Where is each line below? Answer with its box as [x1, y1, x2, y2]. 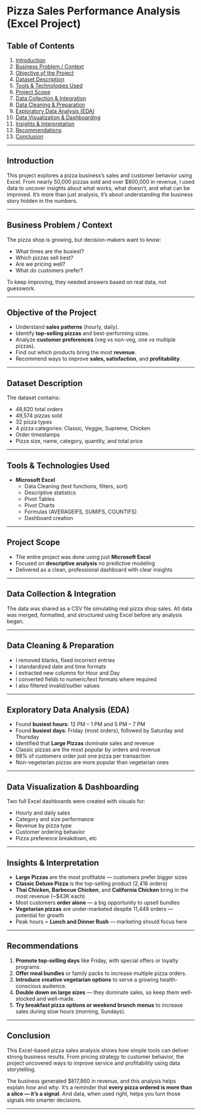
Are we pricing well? [15, 260, 66, 268]
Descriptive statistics [24, 489, 76, 496]
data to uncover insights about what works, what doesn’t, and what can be [7, 184, 190, 192]
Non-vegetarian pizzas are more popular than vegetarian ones [15, 759, 169, 766]
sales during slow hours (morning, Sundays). [15, 1007, 126, 1015]
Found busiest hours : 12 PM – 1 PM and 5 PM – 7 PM [15, 721, 146, 728]
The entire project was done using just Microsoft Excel [15, 553, 151, 560]
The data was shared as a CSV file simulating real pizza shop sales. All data [7, 604, 193, 612]
